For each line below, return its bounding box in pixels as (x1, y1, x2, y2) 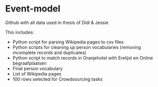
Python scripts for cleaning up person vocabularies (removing (12, 44, 141, 50)
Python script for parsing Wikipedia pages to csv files (12, 38, 124, 45)
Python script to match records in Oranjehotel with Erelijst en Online (12, 54, 153, 60)
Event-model (5, 3, 60, 14)
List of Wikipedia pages (12, 70, 61, 76)
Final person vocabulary (12, 65, 63, 71)
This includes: (5, 29, 34, 35)
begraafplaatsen (12, 60, 47, 66)
